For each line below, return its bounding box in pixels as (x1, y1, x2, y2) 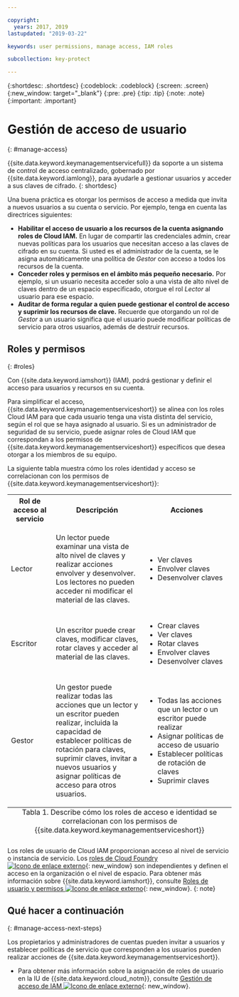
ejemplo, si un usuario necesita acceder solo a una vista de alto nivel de (17, 277, 229, 286)
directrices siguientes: (7, 211, 73, 219)
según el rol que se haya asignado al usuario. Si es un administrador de (7, 419, 217, 428)
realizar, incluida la (55, 717, 119, 727)
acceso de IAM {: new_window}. (17, 981, 191, 990)
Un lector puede (55, 532, 110, 542)
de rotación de (157, 758, 206, 768)
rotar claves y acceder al (55, 642, 139, 652)
